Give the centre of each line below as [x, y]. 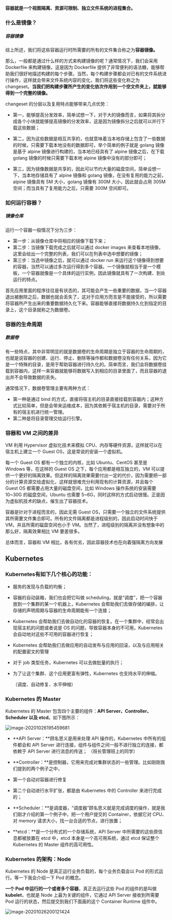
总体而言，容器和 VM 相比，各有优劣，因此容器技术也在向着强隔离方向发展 [84, 542]
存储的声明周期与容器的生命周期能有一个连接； [62, 610]
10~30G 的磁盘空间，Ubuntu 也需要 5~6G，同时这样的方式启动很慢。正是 [83, 494]
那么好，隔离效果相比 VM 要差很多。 [44, 531]
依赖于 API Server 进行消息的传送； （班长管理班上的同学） [75, 751]
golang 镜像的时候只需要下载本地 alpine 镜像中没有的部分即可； [80, 158]
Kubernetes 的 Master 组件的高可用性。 [54, 844]
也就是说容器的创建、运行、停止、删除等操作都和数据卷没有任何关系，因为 [84, 358]
